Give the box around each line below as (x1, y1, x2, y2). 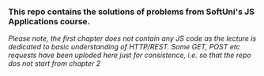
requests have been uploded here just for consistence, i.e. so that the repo (8, 50, 251, 60)
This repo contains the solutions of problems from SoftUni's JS (8, 6, 255, 17)
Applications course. (8, 16, 91, 27)
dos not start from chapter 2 (8, 59, 101, 68)
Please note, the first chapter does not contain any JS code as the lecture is (8, 34, 257, 43)
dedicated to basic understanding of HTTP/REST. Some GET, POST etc (8, 42, 240, 52)
